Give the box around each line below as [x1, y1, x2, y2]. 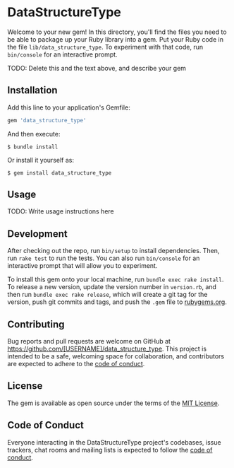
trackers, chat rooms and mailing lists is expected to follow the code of [7, 445, 213, 454]
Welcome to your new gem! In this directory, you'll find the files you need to [7, 28, 227, 36]
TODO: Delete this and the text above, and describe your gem [7, 64, 187, 72]
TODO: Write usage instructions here [7, 207, 114, 216]
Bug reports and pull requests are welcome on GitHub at [7, 337, 171, 346]
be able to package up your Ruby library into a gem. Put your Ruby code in [7, 35, 224, 43]
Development [7, 228, 68, 240]
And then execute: [7, 129, 61, 138]
